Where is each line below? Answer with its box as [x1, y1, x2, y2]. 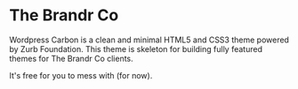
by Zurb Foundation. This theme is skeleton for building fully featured [9, 43, 262, 54]
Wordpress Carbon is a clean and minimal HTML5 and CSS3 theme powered [9, 34, 289, 45]
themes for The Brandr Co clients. [9, 53, 133, 63]
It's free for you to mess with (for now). [9, 70, 153, 80]
